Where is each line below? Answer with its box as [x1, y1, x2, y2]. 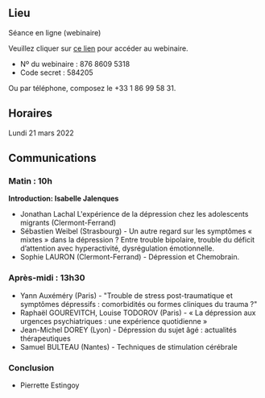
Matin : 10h [8, 175, 52, 186]
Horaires [8, 106, 53, 120]
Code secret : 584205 [19, 68, 94, 77]
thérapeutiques [19, 334, 71, 343]
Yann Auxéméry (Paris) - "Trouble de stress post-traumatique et [19, 290, 234, 301]
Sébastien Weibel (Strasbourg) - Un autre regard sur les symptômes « [19, 226, 252, 236]
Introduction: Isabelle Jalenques [8, 193, 119, 204]
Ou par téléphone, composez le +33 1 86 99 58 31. [8, 83, 176, 93]
